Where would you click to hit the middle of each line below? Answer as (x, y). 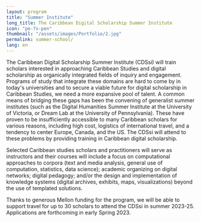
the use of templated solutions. (44, 188)
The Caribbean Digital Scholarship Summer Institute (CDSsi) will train (91, 62)
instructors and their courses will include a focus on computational (88, 156)
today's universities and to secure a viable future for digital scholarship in (97, 87)
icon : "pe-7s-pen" (29, 28)
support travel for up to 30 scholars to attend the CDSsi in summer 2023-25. (100, 206)
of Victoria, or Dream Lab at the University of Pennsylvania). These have (95, 113)
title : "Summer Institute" (40, 17)
